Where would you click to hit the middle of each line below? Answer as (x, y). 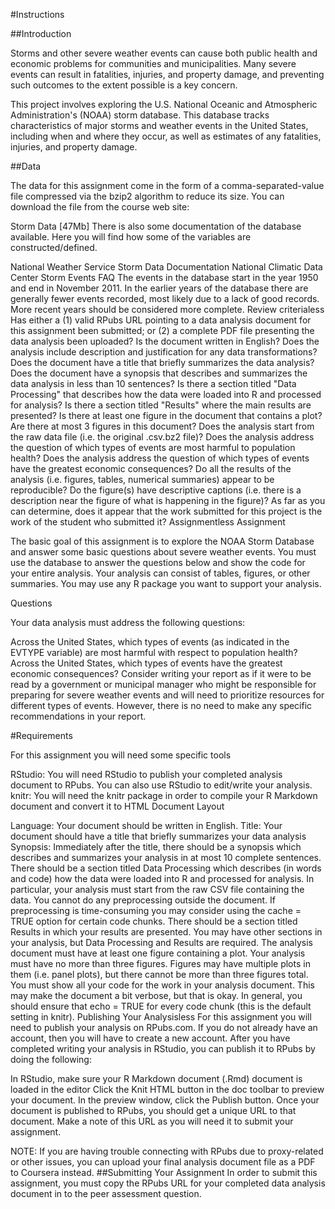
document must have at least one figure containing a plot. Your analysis (158, 953)
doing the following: (51, 1059)
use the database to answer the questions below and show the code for (158, 562)
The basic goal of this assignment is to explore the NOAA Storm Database (162, 541)
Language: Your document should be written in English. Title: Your (146, 825)
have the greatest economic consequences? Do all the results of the (151, 468)
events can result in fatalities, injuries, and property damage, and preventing (167, 74)
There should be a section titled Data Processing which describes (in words (166, 868)
